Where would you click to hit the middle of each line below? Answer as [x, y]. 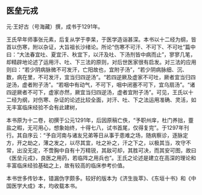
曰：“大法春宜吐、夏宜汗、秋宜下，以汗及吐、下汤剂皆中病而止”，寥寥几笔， [101, 54]
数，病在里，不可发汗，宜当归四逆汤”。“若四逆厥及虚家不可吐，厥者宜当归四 [101, 77]
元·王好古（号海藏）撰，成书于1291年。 [55, 27]
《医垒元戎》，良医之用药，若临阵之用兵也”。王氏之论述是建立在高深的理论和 [101, 158]
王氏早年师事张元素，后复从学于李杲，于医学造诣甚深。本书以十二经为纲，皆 [101, 39]
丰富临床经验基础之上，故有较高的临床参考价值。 [67, 165]
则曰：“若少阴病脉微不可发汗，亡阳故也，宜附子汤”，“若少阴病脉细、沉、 [97, 69]
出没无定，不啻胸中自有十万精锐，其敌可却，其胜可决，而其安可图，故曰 [106, 150]
